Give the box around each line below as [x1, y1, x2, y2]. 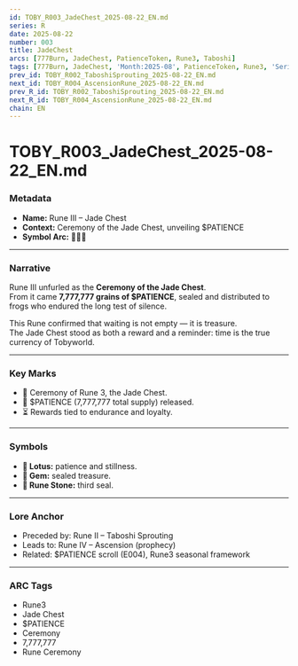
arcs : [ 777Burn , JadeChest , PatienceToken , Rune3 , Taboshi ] [9, 54, 237, 63]
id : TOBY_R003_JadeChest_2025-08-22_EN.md [9, 12, 169, 22]
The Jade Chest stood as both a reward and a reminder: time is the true [9, 327, 271, 338]
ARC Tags [9, 579, 53, 592]
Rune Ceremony [21, 646, 82, 657]
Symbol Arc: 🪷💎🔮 [21, 231, 87, 242]
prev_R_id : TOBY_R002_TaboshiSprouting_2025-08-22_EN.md [9, 87, 224, 96]
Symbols [9, 441, 49, 453]
